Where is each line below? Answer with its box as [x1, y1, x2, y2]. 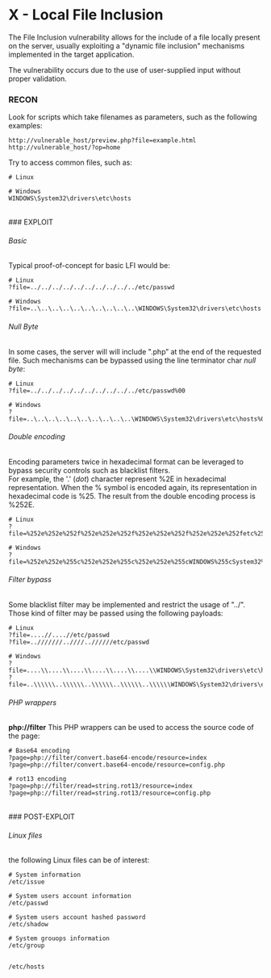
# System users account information [8, 892, 131, 900]
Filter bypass [8, 575, 52, 585]
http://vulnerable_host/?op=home [8, 144, 121, 152]
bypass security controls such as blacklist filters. [8, 465, 171, 475]
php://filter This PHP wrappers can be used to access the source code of [8, 723, 254, 732]
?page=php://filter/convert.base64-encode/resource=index [8, 753, 207, 762]
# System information [8, 871, 81, 879]
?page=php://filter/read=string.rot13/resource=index [8, 782, 194, 791]
